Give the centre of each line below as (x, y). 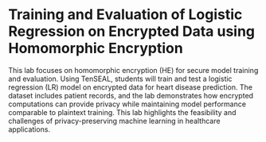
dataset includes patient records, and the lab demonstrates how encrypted (131, 95)
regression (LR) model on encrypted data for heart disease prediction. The (131, 87)
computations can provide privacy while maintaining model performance (127, 104)
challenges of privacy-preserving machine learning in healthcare (114, 121)
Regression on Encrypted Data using (132, 31)
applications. (29, 129)
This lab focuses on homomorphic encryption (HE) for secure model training (133, 70)
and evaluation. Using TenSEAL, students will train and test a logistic (120, 79)
